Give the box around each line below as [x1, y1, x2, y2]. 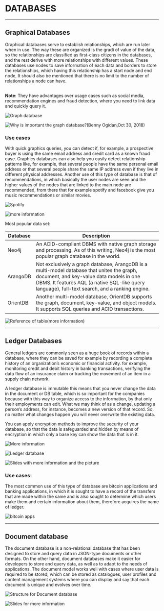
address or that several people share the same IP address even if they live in [5, 166, 159, 172]
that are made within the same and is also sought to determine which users [5, 493, 156, 500]
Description [82, 232, 110, 239]
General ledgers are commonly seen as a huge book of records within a [5, 350, 149, 356]
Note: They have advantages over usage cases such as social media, [5, 93, 145, 98]
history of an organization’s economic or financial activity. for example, [5, 360, 147, 366]
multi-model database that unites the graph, [36, 267, 138, 274]
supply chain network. [5, 376, 50, 382]
